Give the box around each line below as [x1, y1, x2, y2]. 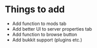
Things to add [5, 4, 65, 15]
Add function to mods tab [12, 20, 67, 27]
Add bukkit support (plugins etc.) [12, 37, 83, 43]
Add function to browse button [12, 31, 77, 37]
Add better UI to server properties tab [12, 26, 92, 32]
